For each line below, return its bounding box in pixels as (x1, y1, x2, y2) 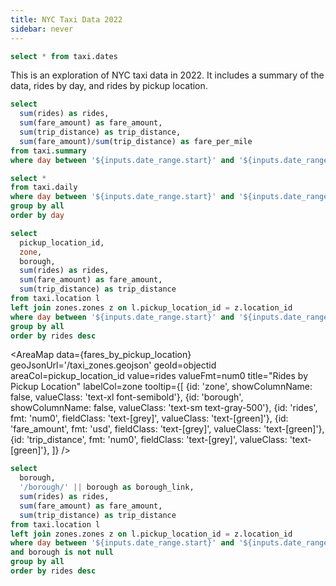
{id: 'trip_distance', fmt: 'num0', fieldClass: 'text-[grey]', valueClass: (10, 434, 288, 446)
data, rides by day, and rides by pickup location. (10, 80, 208, 92)
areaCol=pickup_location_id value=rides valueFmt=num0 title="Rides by (10, 370, 309, 382)
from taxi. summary (10, 146, 87, 156)
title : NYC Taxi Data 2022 (10, 14, 123, 25)
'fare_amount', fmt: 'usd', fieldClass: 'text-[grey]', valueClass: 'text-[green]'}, (10, 423, 325, 435)
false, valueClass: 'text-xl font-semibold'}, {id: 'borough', (10, 391, 244, 403)
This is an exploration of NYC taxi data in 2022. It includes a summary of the (10, 69, 325, 81)
